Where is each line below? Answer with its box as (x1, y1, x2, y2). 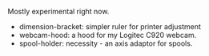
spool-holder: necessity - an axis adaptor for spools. (18, 39, 193, 48)
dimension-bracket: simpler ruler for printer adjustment (18, 22, 201, 31)
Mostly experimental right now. (7, 7, 110, 16)
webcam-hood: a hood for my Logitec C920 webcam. (18, 31, 197, 39)
